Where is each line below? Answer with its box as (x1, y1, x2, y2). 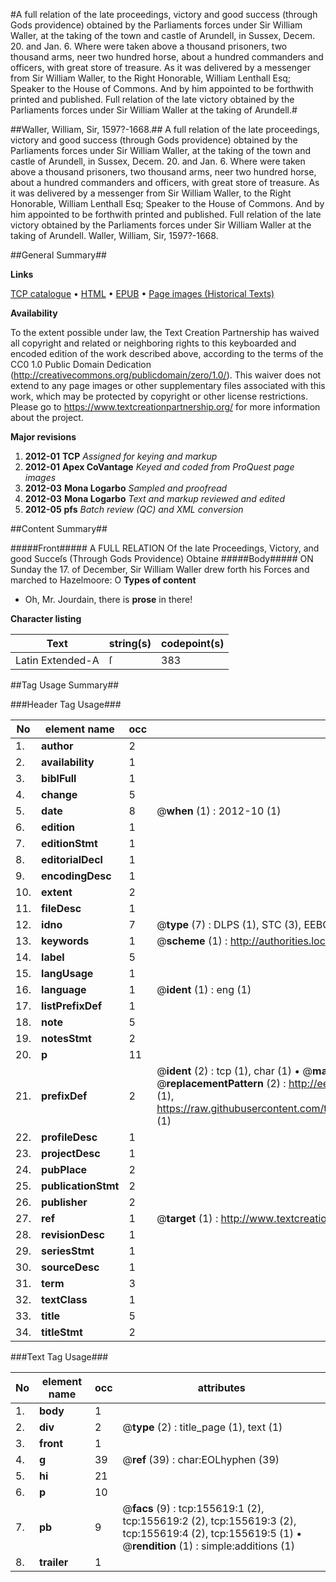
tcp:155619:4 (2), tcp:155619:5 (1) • (122, 1527, 303, 1540)
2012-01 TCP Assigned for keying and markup (24, 450, 218, 462)
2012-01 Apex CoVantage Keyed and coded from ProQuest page (24, 461, 295, 473)
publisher (41, 1195, 88, 1209)
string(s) (108, 637, 152, 650)
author (41, 739, 74, 753)
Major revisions (10, 431, 77, 443)
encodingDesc (41, 869, 112, 883)
